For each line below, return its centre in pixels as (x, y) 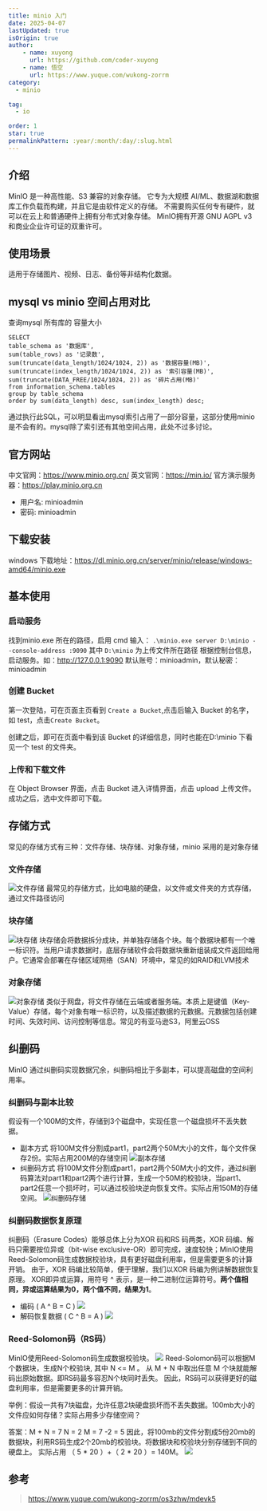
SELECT (19, 338)
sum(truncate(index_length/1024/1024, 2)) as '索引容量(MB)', (111, 372)
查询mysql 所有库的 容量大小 (55, 322)
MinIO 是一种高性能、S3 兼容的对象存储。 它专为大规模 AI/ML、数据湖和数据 (134, 196)
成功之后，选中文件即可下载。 (57, 798)
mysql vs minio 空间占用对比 (79, 301)
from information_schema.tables (62, 387)
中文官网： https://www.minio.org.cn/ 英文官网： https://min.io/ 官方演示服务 (132, 475)
